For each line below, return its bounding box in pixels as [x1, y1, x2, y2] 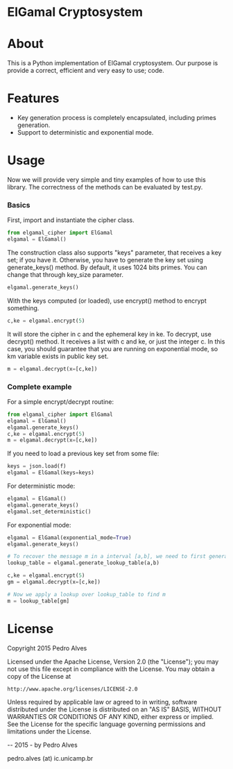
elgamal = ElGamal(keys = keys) [7, 469, 95, 476]
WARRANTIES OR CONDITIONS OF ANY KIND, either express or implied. [7, 712, 214, 720]
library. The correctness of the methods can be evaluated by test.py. [7, 183, 203, 191]
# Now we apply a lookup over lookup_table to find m [7, 591, 166, 598]
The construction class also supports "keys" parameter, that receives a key [7, 248, 222, 257]
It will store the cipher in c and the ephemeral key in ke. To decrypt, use [7, 330, 212, 338]
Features [7, 91, 60, 106]
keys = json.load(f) [7, 463, 67, 470]
